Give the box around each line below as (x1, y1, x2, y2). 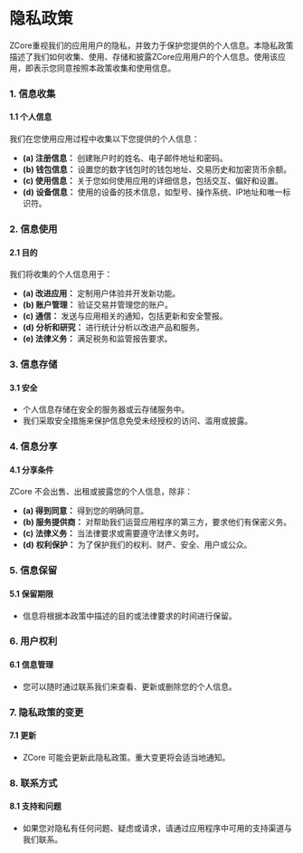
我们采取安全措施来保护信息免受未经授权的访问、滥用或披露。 (22, 416, 253, 426)
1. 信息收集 (9, 87, 56, 100)
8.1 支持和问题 (9, 800, 62, 811)
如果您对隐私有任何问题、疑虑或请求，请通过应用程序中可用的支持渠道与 (22, 822, 292, 833)
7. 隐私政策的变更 (9, 705, 84, 718)
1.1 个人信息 (9, 111, 52, 122)
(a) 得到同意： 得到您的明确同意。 (22, 505, 149, 516)
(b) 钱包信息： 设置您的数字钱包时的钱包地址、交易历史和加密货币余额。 (22, 164, 292, 175)
